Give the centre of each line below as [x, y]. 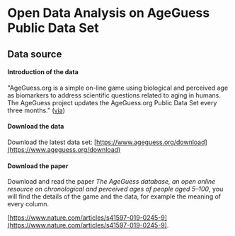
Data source [35, 54]
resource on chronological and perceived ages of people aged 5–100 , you [115, 189]
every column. [28, 204]
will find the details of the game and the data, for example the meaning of [114, 196]
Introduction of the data [43, 72]
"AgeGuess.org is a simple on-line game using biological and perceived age [118, 88]
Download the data [36, 126]
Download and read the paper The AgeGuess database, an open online [111, 182]
